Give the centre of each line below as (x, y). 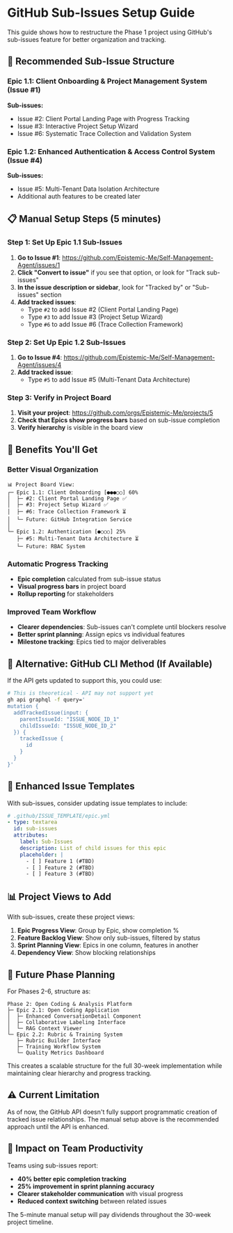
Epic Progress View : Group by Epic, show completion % (98, 931)
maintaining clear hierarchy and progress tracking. (79, 1073)
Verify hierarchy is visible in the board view (80, 428)
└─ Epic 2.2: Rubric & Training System (65, 1034)
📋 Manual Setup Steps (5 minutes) (84, 219)
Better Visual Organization (53, 470)
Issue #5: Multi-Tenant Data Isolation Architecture (88, 189)
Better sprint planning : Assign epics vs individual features (101, 635)
